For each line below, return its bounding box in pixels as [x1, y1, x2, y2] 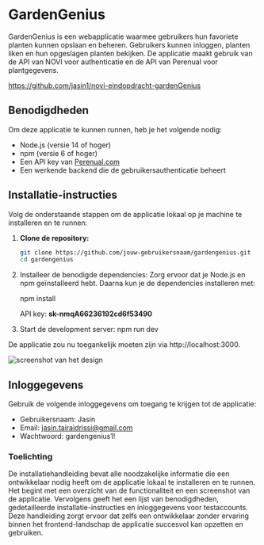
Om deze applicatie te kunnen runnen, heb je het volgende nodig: [8, 124, 222, 134]
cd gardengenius [19, 256, 74, 264]
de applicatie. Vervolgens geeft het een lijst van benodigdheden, [8, 494, 220, 504]
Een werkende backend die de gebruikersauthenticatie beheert [19, 165, 226, 175]
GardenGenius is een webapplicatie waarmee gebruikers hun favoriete [8, 32, 239, 41]
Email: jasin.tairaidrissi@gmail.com [19, 423, 133, 433]
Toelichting [8, 452, 53, 463]
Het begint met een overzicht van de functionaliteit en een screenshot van [8, 486, 251, 496]
